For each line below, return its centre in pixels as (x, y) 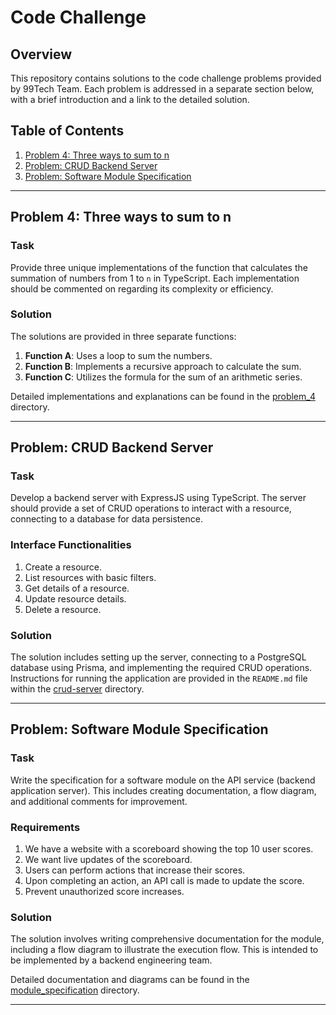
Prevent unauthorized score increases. (104, 892)
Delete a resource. (63, 609)
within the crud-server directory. (77, 689)
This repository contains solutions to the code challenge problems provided (166, 78)
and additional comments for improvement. (99, 801)
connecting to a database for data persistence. (106, 519)
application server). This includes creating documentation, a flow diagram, (163, 790)
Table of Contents (67, 131)
